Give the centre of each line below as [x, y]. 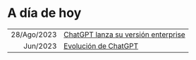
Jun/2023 [40, 46]
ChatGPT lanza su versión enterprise [124, 35]
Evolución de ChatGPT [101, 46]
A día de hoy [44, 13]
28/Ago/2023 [34, 35]
